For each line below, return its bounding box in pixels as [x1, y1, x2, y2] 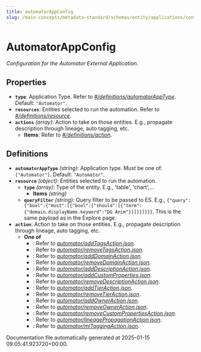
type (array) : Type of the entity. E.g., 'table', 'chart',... [23, 184, 154, 191]
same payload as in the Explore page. [23, 214, 117, 221]
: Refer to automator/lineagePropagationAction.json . [32, 316, 163, 323]
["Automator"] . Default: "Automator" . [14, 171, 105, 178]
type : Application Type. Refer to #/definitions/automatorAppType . [14, 93, 176, 101]
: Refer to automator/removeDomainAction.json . [32, 259, 151, 266]
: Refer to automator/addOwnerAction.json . [32, 297, 139, 304]
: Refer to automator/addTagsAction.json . [32, 240, 136, 247]
